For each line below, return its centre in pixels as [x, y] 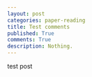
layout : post [26, 14]
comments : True [29, 40]
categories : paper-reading [46, 20]
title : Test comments [39, 27]
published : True [31, 33]
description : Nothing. [40, 46]
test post [20, 66]
